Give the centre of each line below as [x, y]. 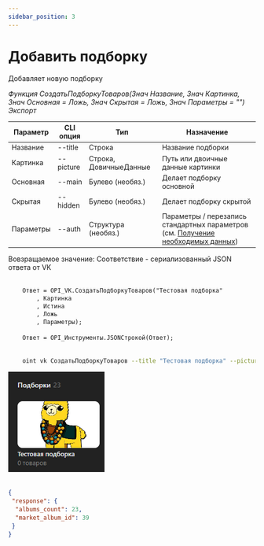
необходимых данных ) [200, 242]
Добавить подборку [78, 56]
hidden [69, 205]
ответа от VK [30, 267]
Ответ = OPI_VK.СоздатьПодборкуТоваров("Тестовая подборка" [123, 290]
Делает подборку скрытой [207, 201]
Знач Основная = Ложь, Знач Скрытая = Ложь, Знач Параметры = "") [126, 101]
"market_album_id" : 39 [52, 518]
